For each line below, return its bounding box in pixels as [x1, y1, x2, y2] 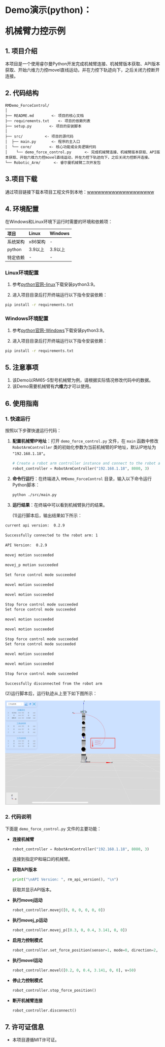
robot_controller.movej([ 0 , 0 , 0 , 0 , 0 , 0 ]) [12, 908, 105, 913]
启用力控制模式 [12, 937, 43, 943]
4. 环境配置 [5, 205, 39, 213]
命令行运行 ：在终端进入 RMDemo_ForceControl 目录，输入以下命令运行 [12, 476, 152, 481]
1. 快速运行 [5, 415, 31, 422]
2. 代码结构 [5, 89, 39, 97]
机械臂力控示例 [5, 26, 66, 37]
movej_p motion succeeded [5, 562, 58, 567]
